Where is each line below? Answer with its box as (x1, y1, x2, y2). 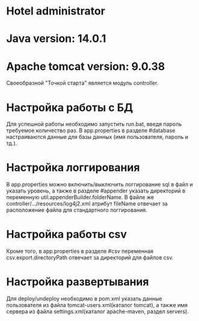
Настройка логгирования (6, 161, 140, 174)
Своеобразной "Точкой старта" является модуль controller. (6, 80, 159, 87)
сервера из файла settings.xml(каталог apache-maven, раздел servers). (6, 308, 189, 315)
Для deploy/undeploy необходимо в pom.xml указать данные (6, 295, 162, 302)
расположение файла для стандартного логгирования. (6, 206, 147, 214)
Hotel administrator (6, 4, 105, 18)
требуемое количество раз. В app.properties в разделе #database (6, 127, 176, 134)
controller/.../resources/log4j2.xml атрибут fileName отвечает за (6, 200, 168, 208)
